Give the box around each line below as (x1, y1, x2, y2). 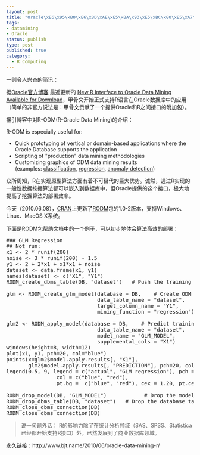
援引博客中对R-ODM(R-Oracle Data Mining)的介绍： (6, 116, 133, 123)
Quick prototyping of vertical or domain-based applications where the (14, 140, 186, 147)
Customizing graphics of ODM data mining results (14, 159, 137, 166)
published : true (6, 48, 46, 54)
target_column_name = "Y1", (97, 302, 179, 309)
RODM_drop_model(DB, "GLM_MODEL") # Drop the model (6, 392, 195, 398)
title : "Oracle (6, 14, 44, 20)
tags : (6, 20, 20, 26)
